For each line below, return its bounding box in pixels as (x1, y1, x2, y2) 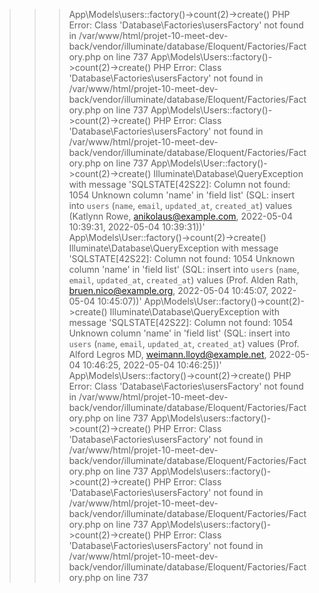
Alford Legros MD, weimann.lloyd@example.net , (68, 349, 267, 360)
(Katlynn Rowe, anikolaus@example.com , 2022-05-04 (68, 210, 293, 222)
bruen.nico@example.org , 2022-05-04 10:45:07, (68, 285, 269, 296)
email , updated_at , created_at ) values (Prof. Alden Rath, (68, 274, 299, 286)
